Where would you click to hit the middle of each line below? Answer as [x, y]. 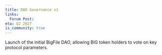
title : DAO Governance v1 [32, 10]
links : [12, 14]
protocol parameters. [26, 48]
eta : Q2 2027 [19, 24]
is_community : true [25, 28]
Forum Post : [22, 19]
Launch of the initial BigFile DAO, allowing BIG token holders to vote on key [81, 42]
